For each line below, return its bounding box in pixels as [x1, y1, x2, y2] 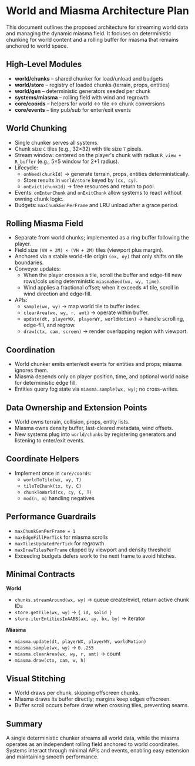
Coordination [6, 345, 55, 355]
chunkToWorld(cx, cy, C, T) [23, 489, 92, 495]
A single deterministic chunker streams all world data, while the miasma [6, 734, 180, 742]
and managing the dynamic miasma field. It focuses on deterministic [6, 29, 172, 36]
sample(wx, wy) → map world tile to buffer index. [23, 303, 141, 310]
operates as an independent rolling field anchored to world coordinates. [6, 741, 180, 748]
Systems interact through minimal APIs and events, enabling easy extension [6, 747, 190, 754]
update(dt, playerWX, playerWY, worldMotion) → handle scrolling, [23, 315, 185, 322]
